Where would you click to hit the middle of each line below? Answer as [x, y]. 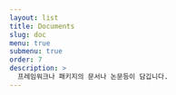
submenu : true [36, 52]
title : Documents [42, 26]
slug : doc [28, 34]
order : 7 [26, 60]
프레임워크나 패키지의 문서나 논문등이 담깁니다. [93, 77]
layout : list [34, 18]
